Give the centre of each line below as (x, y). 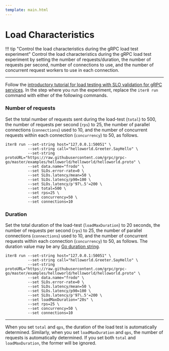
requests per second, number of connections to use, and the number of (79, 65)
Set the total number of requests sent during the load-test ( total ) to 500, (81, 119)
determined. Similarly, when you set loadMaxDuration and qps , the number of (84, 332)
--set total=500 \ (47, 188)
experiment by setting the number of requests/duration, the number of (78, 59)
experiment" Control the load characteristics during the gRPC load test (78, 54)
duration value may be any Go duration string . (53, 246)
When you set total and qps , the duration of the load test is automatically (81, 327)
